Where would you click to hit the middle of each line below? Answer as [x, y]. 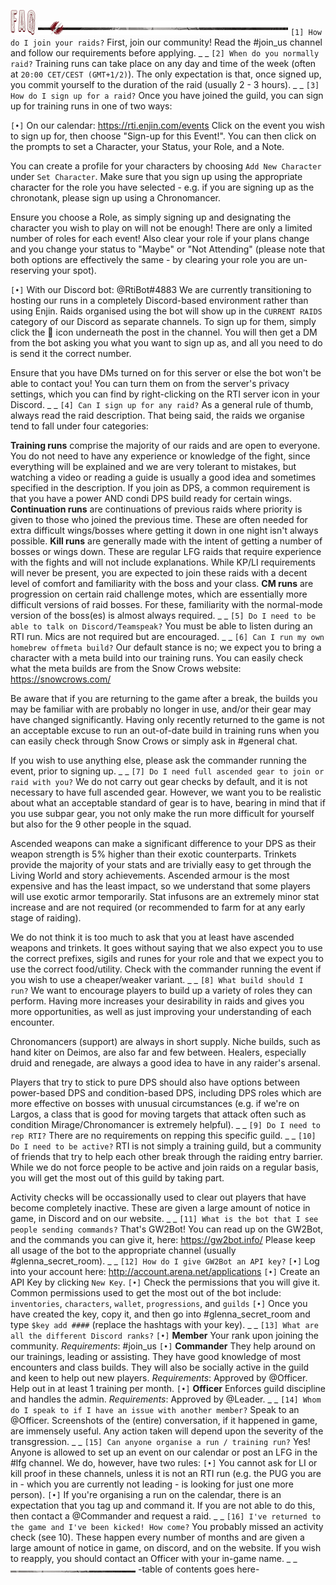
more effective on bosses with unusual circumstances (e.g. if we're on [155, 1103]
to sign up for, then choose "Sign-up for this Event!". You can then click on [163, 136]
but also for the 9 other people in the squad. [101, 824]
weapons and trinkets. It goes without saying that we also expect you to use [166, 948]
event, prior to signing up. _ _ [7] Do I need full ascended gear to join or [167, 771]
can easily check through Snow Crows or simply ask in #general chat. [154, 741]
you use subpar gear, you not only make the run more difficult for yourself [162, 813]
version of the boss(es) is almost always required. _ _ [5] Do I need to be [163, 615]
